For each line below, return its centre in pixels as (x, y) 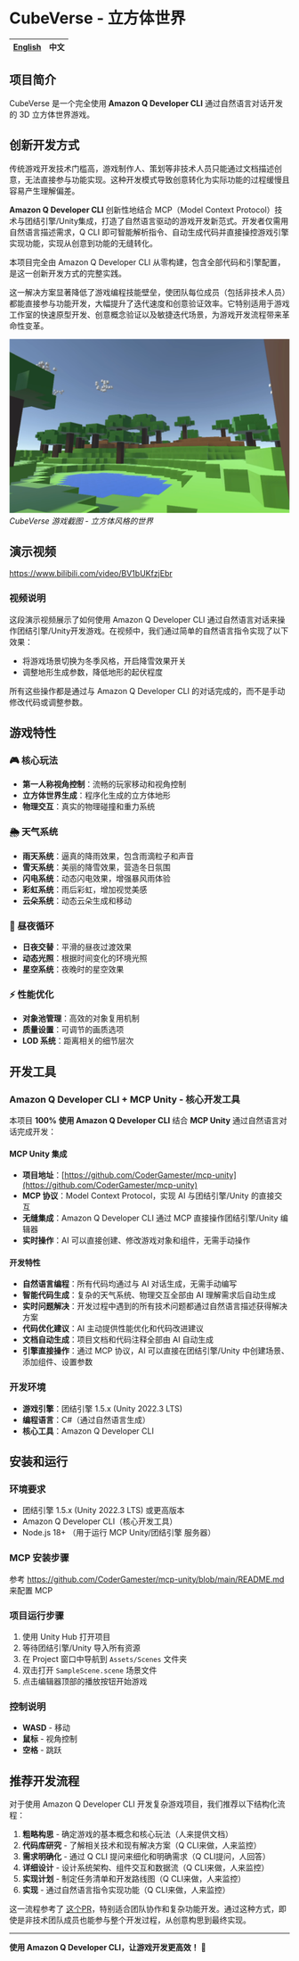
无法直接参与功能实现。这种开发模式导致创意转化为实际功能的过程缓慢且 (157, 179)
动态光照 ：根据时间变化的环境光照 (85, 958)
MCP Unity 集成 (38, 1154)
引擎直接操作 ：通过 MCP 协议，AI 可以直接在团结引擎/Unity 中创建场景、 (155, 1351)
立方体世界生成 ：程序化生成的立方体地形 (96, 796)
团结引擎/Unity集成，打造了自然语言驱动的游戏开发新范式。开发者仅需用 (157, 220)
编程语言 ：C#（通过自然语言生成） (86, 1419)
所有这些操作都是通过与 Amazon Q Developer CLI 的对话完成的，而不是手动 (147, 691)
